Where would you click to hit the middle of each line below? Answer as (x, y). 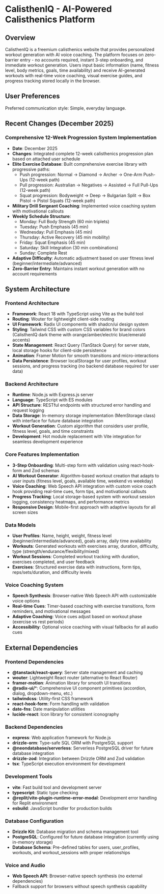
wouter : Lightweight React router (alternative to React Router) (75, 678)
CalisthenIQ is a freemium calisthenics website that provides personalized (80, 49)
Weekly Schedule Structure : (41, 216)
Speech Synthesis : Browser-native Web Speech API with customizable (84, 596)
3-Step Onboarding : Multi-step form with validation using (71, 465)
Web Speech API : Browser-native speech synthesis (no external (77, 876)
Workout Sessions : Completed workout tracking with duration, (76, 557)
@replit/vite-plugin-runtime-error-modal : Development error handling (84, 798)
